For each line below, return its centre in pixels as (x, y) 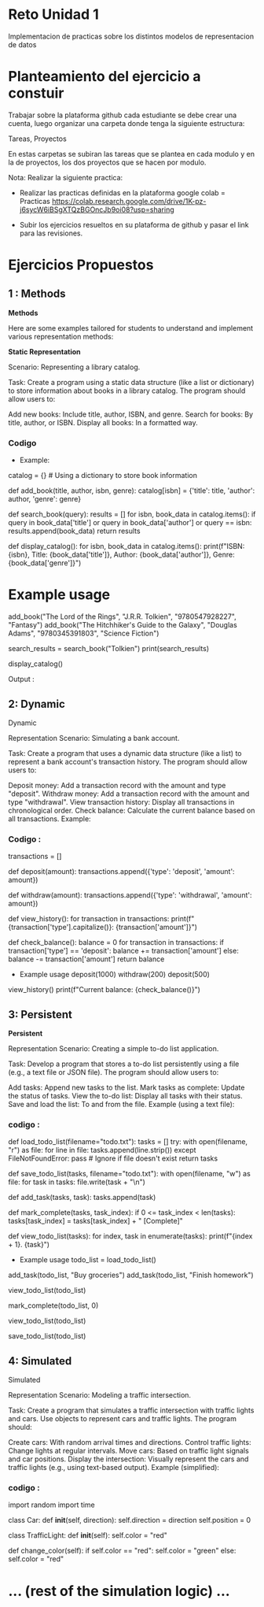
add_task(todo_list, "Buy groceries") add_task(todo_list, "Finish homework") (131, 1275)
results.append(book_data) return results (74, 531)
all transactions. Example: (50, 818)
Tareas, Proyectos (37, 139)
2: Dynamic (37, 704)
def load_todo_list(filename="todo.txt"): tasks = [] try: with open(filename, (128, 1142)
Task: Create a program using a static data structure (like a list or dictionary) (131, 382)
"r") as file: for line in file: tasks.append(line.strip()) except (102, 1150)
